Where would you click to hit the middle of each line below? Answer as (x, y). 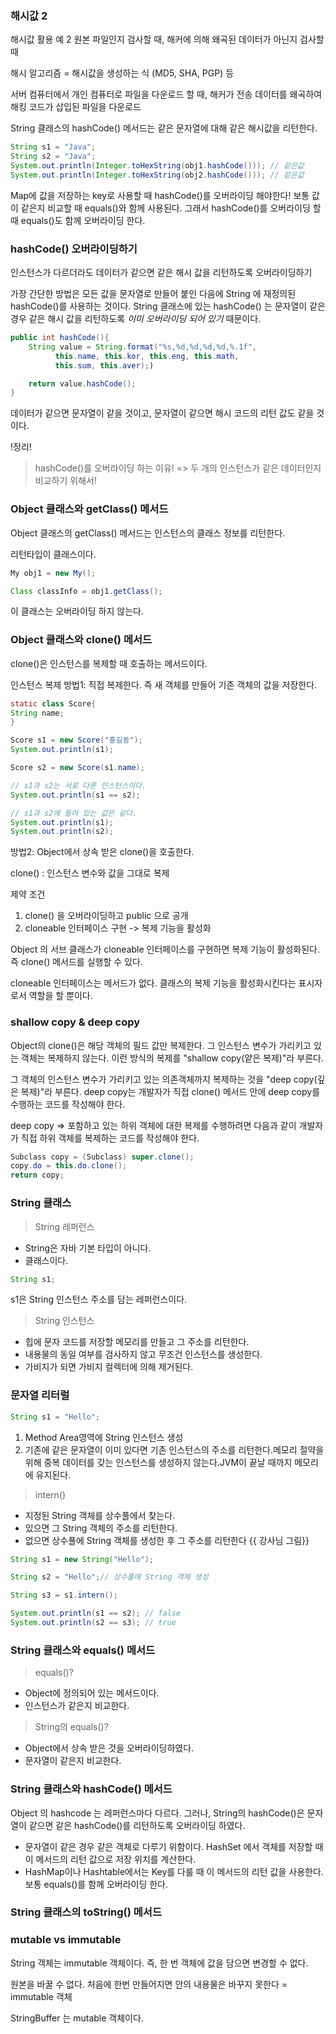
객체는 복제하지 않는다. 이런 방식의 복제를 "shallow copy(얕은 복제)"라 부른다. (172, 1058)
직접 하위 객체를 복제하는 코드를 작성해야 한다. (110, 1138)
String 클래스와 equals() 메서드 (83, 1650)
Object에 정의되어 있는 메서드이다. (92, 1693)
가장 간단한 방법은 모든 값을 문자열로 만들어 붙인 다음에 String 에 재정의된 (153, 294)
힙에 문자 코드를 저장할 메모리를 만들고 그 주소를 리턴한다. (137, 1342)
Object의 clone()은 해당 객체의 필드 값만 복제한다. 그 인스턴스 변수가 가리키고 (161, 1045)
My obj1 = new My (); (53, 573)
